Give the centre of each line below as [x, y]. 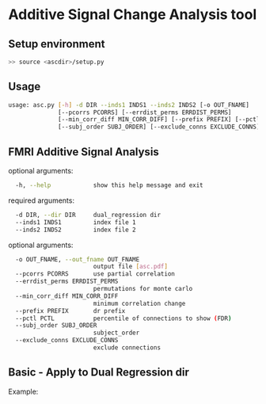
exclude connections [127, 348]
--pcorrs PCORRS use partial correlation [95, 274]
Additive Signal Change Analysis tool [133, 15]
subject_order [116, 333]
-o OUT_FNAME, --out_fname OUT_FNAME [78, 259]
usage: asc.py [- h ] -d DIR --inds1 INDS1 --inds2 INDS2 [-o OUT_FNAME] [129, 105]
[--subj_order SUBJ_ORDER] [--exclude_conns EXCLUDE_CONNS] [159, 127]
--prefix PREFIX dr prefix [70, 311]
